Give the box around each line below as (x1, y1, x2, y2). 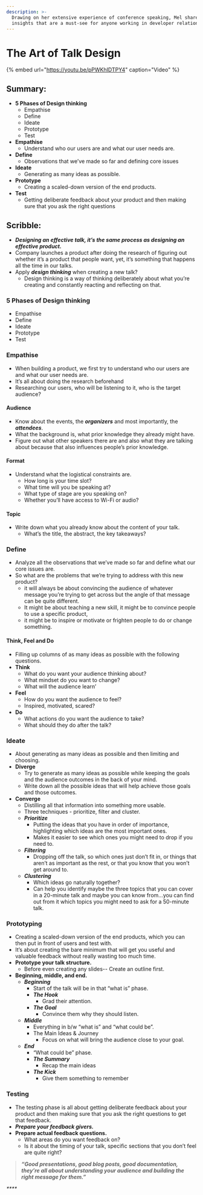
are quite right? (24, 1148, 62, 1156)
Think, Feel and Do (6, 637, 54, 644)
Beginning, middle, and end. (14, 972, 88, 979)
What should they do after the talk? (24, 721, 112, 728)
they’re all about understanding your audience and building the (21, 1167, 184, 1174)
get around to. (33, 866, 68, 873)
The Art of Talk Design (6, 46, 121, 60)
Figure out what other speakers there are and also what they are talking (14, 437, 193, 444)
